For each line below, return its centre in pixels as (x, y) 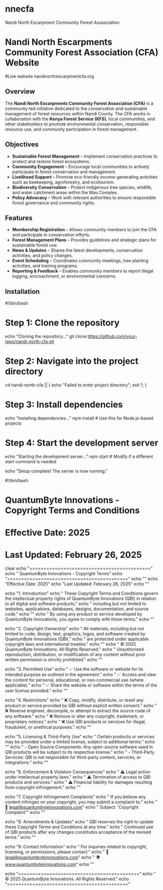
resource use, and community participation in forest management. (71, 129)
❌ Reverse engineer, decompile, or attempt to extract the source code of (78, 711)
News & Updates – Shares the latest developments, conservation (77, 250)
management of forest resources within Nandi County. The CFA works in (78, 113)
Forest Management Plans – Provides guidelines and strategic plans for (84, 240)
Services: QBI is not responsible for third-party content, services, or (73, 757)
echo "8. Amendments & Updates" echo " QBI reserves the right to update (79, 822)
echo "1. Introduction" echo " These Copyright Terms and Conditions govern (81, 593)
